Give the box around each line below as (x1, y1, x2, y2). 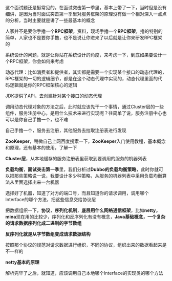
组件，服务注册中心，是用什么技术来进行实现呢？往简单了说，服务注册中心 (5, 110, 162, 116)
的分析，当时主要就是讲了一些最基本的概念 (5, 17, 95, 23)
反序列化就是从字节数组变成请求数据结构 (5, 231, 91, 237)
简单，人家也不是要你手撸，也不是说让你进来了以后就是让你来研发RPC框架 (5, 35, 163, 40)
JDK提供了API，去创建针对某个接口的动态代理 (5, 93, 102, 99)
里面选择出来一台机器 (14, 179, 59, 185)
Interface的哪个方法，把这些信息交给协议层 (5, 197, 96, 202)
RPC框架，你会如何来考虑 (9, 58, 64, 64)
